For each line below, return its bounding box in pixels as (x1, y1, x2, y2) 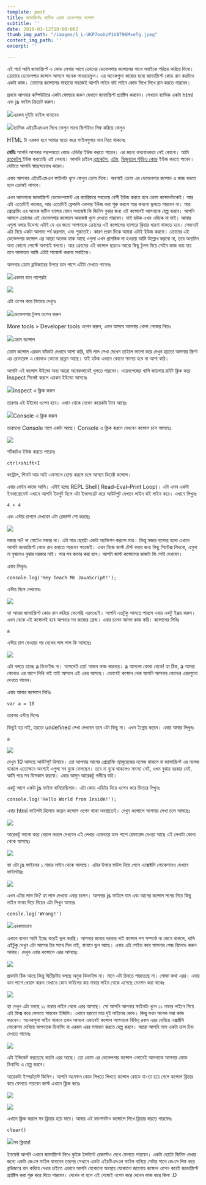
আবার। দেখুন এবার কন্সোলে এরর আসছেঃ (7, 948, 78, 955)
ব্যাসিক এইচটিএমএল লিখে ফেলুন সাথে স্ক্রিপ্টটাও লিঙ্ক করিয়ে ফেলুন (13, 123, 125, 131)
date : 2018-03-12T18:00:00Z (7, 26, 79, 32)
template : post (7, 9, 46, 15)
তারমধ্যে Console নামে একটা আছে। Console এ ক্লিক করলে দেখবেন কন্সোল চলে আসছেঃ (7, 424, 172, 431)
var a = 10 (7, 700, 35, 706)
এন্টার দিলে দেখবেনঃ (7, 585, 41, 593)
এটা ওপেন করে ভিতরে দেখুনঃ (7, 297, 57, 304)
